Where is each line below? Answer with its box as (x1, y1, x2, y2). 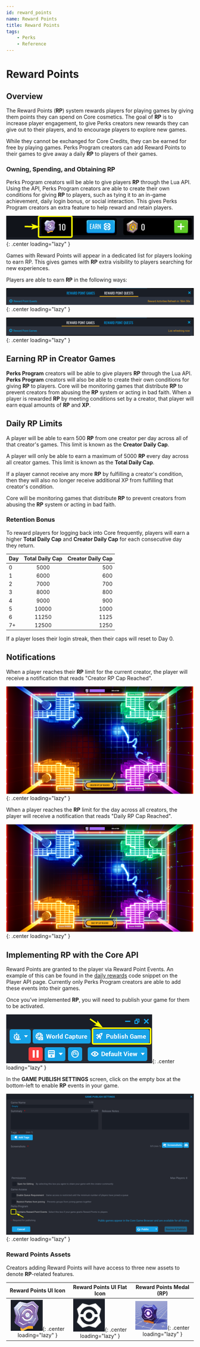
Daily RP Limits (6, 419, 62, 429)
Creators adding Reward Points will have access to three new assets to (6, 1264, 180, 1271)
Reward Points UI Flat (73, 1284, 127, 1291)
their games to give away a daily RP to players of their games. (6, 150, 158, 157)
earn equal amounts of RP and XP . (6, 401, 91, 408)
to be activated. (6, 1002, 45, 1010)
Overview (6, 91, 43, 101)
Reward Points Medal (135, 1284, 189, 1291)
